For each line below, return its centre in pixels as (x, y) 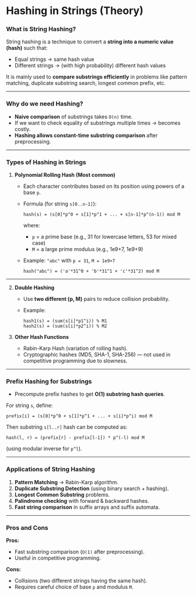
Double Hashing (34, 287)
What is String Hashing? (41, 29)
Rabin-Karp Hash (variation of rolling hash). (76, 348)
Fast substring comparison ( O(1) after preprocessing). (79, 552)
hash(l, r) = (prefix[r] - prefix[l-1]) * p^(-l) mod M (75, 438)
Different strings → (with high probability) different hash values (90, 66)
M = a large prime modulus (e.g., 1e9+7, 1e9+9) (87, 249)
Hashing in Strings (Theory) (75, 11)
